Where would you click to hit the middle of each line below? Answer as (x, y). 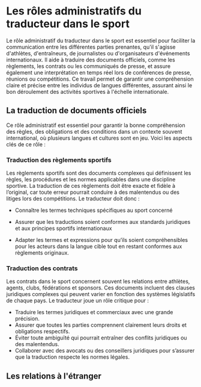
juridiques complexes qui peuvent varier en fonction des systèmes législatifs (101, 294)
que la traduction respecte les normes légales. (72, 357)
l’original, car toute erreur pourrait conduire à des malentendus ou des (93, 192)
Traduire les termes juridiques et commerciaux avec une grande (94, 312)
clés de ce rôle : (26, 144)
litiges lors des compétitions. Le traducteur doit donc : (73, 199)
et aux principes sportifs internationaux (63, 228)
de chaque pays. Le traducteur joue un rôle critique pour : (77, 301)
